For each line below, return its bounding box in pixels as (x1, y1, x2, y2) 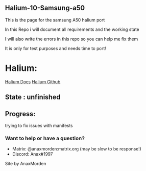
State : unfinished (5, 93, 61, 101)
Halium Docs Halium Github (5, 78, 61, 85)
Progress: (5, 110, 36, 118)
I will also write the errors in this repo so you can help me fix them (5, 36, 138, 42)
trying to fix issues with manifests (5, 122, 73, 128)
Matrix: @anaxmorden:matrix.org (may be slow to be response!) (12, 146, 142, 152)
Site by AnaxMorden (5, 161, 47, 167)
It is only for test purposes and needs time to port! (5, 45, 106, 51)
